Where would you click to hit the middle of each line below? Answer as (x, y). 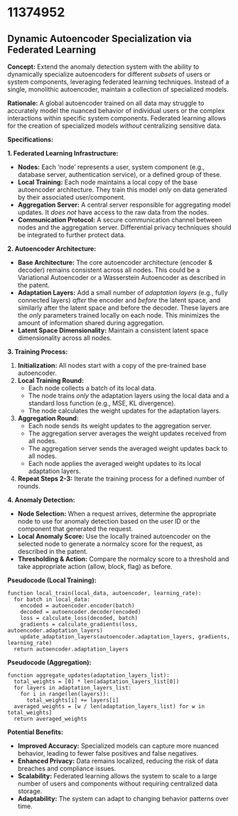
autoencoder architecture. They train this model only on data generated (122, 190)
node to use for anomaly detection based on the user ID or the (109, 521)
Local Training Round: (50, 380)
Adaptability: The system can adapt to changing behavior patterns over (123, 799)
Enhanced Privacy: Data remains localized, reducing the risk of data (118, 761)
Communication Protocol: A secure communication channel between (120, 220)
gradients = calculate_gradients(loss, (79, 624)
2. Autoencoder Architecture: (52, 249)
